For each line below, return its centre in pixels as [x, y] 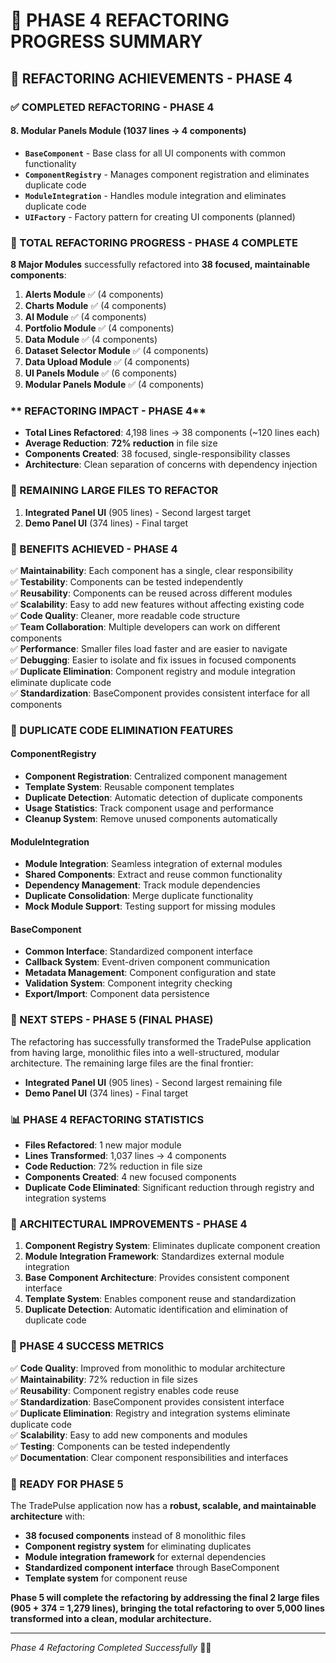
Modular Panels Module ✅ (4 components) [114, 384]
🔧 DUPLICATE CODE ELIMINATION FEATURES [122, 730]
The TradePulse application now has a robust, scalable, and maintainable [163, 1505]
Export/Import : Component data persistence [117, 994]
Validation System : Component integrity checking [128, 983]
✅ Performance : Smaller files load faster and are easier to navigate [149, 648]
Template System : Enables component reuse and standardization [160, 1299]
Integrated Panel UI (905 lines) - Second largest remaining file [153, 1082]
